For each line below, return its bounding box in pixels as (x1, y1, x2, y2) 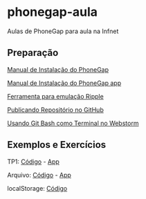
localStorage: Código (7, 184, 68, 192)
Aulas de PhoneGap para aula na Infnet (7, 27, 119, 35)
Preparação (7, 47, 59, 59)
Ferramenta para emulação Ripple (7, 92, 104, 100)
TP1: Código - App (7, 157, 60, 166)
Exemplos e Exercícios (7, 139, 107, 151)
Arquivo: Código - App (7, 171, 71, 179)
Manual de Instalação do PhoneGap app (7, 79, 122, 87)
